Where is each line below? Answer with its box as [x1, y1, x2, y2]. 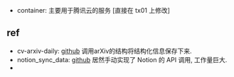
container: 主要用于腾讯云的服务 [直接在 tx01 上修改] [16, 6, 170, 14]
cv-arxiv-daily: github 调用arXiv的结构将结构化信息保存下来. [16, 47, 193, 55]
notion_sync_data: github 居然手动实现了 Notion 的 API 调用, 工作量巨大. [16, 55, 228, 64]
